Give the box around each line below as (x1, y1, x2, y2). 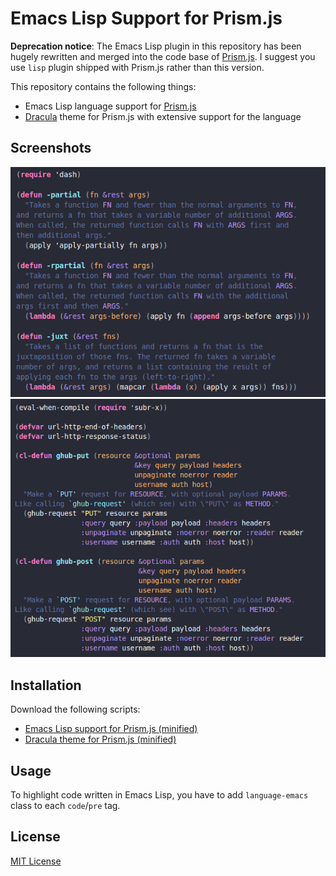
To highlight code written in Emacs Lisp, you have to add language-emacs (10, 789, 309, 801)
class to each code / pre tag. (10, 800, 121, 812)
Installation (10, 677, 82, 694)
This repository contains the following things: (10, 80, 197, 92)
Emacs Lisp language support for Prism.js (24, 100, 197, 112)
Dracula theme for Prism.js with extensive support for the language (24, 110, 302, 122)
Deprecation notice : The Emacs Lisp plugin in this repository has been (10, 40, 302, 52)
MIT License (10, 855, 62, 867)
